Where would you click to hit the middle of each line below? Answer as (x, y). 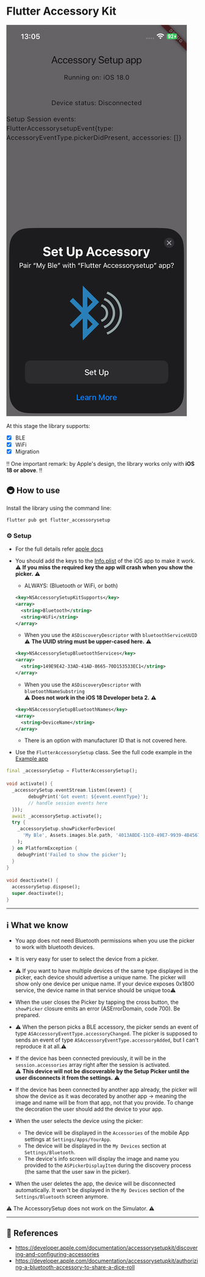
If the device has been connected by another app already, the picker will (106, 1089)
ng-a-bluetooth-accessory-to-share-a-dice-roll (75, 1267)
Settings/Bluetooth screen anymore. (62, 1196)
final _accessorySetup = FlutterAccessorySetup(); (72, 771)
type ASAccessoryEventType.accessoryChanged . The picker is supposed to (106, 1033)
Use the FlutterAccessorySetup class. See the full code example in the (103, 753)
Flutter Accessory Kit (62, 11)
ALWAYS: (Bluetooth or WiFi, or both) (71, 586)
